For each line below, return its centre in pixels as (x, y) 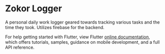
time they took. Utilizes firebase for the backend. (55, 27)
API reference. (20, 47)
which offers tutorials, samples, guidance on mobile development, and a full (82, 42)
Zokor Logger (34, 9)
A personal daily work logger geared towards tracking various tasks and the (82, 22)
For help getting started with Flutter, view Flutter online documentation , (78, 37)
